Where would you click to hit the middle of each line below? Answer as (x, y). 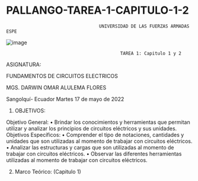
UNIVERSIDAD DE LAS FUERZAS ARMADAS (144, 26)
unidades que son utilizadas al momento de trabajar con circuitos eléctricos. (99, 141)
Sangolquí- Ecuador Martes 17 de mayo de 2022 (65, 99)
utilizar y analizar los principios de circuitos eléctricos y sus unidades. (92, 128)
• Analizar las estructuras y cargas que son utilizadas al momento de (90, 147)
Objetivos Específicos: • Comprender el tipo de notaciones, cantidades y (95, 135)
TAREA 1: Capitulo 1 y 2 (151, 53)
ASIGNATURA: (24, 64)
